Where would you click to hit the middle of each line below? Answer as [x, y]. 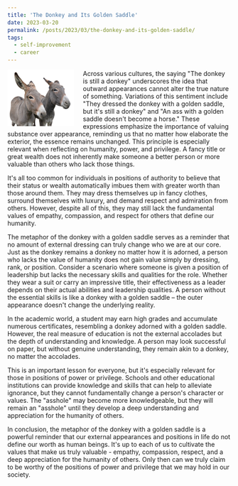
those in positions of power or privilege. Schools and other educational [111, 378]
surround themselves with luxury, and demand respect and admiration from [118, 200]
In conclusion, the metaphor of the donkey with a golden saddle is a [107, 429]
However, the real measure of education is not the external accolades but [115, 334]
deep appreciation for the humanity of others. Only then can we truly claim [117, 459]
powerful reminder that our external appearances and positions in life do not [119, 437]
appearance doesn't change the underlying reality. [81, 305]
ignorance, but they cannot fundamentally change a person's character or [115, 393]
